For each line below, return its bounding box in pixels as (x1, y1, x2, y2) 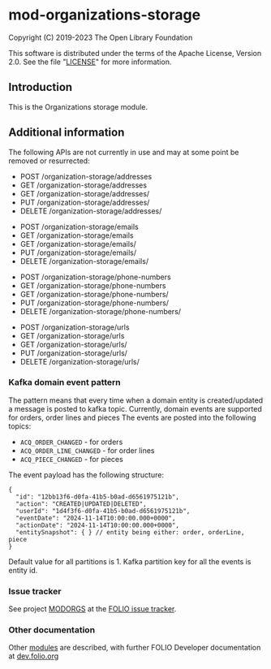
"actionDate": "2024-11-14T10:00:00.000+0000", (15, 521, 180, 529)
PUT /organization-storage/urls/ (19, 347, 128, 358)
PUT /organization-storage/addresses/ (19, 197, 150, 207)
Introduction (8, 80, 73, 94)
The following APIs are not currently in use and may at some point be (8, 147, 239, 157)
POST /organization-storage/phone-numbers (19, 272, 172, 282)
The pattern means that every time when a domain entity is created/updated (8, 395, 264, 405)
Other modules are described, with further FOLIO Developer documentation (8, 643, 261, 653)
